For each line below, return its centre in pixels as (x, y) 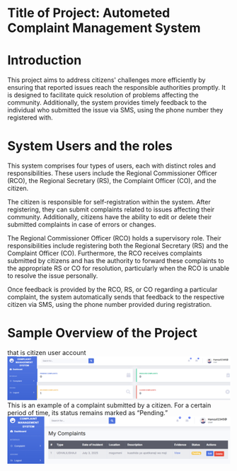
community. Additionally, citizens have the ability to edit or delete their (110, 217)
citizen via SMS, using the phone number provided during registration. (110, 305)
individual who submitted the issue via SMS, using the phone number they (115, 110)
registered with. (30, 117)
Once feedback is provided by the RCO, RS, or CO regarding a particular (112, 290)
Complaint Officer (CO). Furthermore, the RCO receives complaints (105, 253)
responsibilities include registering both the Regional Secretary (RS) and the (118, 246)
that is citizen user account (47, 353)
